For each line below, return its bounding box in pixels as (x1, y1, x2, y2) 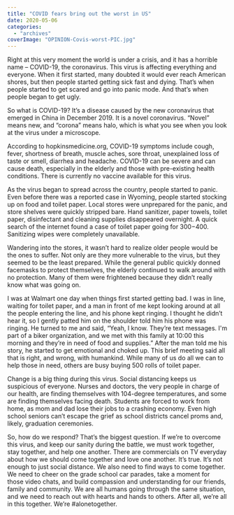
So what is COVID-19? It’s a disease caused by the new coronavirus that (7, 106, 214, 115)
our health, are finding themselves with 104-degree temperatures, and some (7, 390, 227, 398)
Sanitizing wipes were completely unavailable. (7, 230, 140, 239)
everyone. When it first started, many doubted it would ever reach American (7, 71, 226, 79)
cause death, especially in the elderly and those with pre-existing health (7, 164, 215, 173)
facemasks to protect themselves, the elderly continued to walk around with (7, 266, 226, 274)
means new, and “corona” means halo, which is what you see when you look (7, 121, 227, 129)
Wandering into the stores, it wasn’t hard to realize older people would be (7, 244, 219, 252)
